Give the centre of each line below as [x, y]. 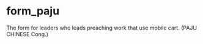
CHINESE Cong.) [28, 34]
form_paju [33, 11]
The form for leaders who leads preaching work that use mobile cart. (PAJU [102, 28]
